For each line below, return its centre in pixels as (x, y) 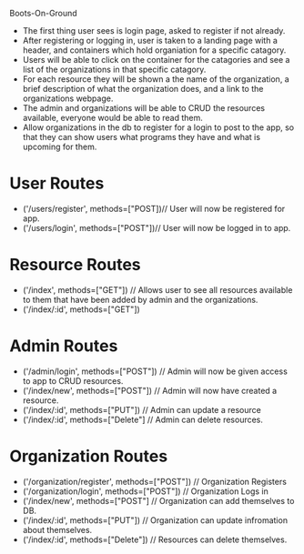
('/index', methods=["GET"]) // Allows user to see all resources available (157, 289)
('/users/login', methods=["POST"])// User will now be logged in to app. (157, 227)
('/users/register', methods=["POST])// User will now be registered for (154, 208)
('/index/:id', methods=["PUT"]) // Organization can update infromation (155, 520)
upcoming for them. (60, 146)
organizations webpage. (68, 98)
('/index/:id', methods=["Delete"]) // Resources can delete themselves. (155, 539)
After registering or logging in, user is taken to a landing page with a (150, 40)
